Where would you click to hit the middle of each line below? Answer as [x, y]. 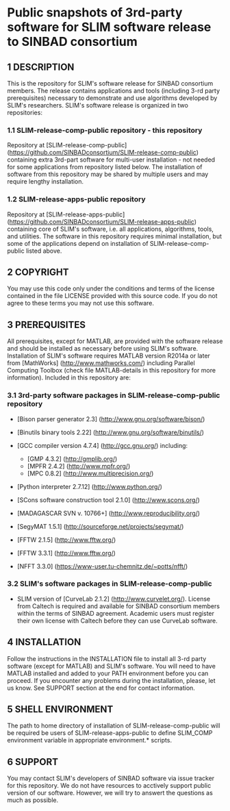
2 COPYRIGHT [38, 272]
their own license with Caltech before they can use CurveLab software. [117, 621]
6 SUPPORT [33, 762]
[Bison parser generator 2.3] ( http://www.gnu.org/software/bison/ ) [111, 419]
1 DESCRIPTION [41, 67]
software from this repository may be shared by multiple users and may [108, 174]
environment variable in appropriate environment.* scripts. [90, 740]
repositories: [25, 112]
